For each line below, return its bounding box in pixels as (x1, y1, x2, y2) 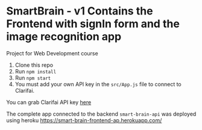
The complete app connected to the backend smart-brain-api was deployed (6, 110, 197, 117)
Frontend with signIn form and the (6, 17, 180, 31)
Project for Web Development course (6, 49, 98, 57)
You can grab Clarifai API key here (6, 98, 92, 106)
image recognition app (6, 30, 122, 43)
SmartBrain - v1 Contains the (6, 4, 153, 18)
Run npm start (14, 74, 51, 81)
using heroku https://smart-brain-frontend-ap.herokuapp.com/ (6, 116, 162, 124)
